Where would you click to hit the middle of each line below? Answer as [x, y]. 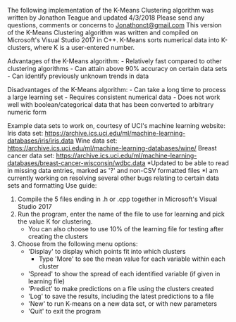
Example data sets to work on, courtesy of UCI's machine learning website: [116, 125]
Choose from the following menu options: [78, 244]
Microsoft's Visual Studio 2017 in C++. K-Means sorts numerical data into [113, 40]
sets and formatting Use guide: [52, 185]
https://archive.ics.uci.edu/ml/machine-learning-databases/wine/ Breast [112, 148]
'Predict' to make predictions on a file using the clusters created [121, 289]
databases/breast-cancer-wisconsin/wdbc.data [76, 163]
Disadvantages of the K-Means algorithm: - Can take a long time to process [117, 90]
